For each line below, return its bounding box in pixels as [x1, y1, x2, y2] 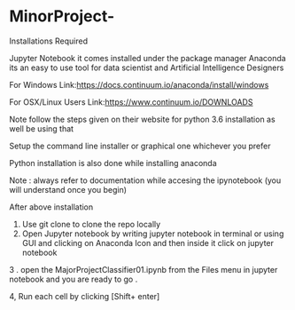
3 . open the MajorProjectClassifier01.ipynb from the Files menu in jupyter [9, 264, 278, 274]
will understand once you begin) [9, 184, 127, 195]
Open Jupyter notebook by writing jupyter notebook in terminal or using [21, 228, 284, 239]
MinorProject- [9, 6, 115, 27]
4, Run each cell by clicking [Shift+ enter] [9, 290, 160, 301]
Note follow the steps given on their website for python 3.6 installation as [9, 114, 276, 124]
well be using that [9, 123, 74, 134]
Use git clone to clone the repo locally [21, 219, 161, 229]
